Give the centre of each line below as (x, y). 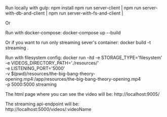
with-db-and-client (25, 13)
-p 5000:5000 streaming (31, 84)
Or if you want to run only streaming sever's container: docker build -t (78, 42)
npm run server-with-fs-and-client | (86, 13)
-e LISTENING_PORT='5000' (35, 68)
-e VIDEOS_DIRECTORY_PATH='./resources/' (52, 63)
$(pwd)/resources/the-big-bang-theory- (53, 74)
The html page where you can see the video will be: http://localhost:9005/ (82, 94)
